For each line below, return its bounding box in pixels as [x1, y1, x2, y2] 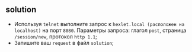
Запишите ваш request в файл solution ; [14, 39, 114, 46]
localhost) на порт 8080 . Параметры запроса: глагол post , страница [14, 27, 187, 34]
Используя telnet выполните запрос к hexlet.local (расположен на [14, 20, 185, 27]
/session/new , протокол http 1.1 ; [14, 32, 97, 40]
